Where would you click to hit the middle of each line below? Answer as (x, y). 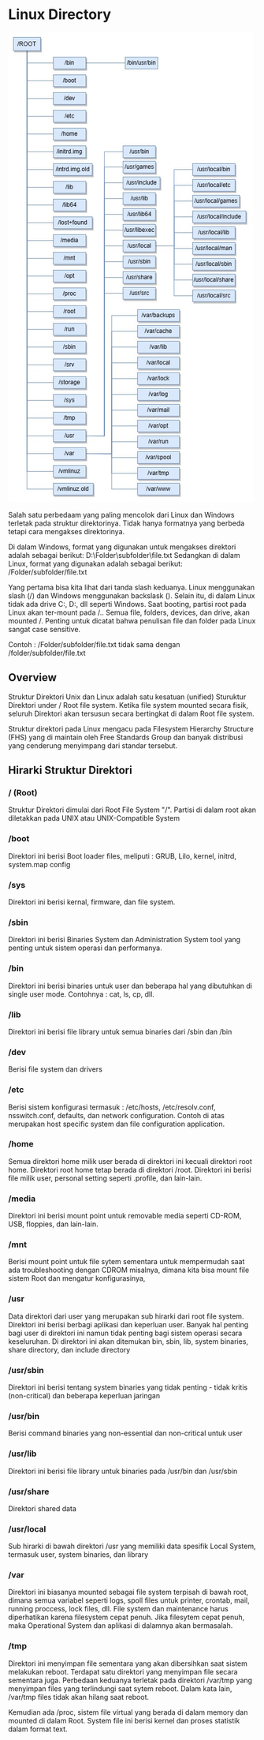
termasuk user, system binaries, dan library (78, 1555)
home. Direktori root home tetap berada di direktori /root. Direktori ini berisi (130, 1169)
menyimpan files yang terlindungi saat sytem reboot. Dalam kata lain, (120, 1688)
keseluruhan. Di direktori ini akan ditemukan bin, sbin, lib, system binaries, (128, 1341)
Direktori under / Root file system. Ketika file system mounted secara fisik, (128, 705)
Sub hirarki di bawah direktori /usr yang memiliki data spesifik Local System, (132, 1546)
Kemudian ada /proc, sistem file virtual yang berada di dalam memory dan (128, 1712)
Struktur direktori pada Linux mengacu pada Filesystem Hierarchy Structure (131, 728)
